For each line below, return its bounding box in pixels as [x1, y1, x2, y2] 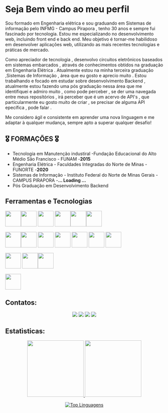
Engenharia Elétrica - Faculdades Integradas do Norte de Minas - [12, 161, 147, 167]
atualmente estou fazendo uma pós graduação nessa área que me [5, 83, 142, 89]
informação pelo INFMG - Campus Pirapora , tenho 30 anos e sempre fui [5, 25, 155, 31]
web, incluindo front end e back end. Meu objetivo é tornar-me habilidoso [5, 36, 157, 42]
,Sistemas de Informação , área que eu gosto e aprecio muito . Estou [5, 72, 147, 78]
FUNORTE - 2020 [12, 167, 49, 173]
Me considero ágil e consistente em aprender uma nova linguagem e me [5, 114, 154, 120]
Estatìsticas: [5, 327, 45, 335]
